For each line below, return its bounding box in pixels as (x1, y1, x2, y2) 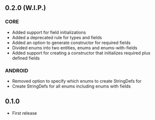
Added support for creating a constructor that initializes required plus (12, 50, 151, 56)
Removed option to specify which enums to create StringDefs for (12, 78, 142, 84)
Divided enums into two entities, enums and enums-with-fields (12, 45, 138, 50)
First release (12, 110, 37, 116)
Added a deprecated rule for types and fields (12, 34, 102, 40)
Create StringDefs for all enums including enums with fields (12, 83, 131, 89)
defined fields (12, 55, 40, 61)
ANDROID (5, 67, 29, 74)
